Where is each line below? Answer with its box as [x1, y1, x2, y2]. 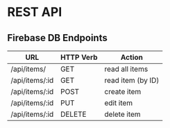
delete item [104, 109, 141, 119]
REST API [7, 4, 62, 20]
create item [104, 87, 142, 96]
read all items [104, 64, 148, 74]
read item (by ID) [104, 76, 160, 85]
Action [120, 53, 144, 62]
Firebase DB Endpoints [7, 32, 108, 44]
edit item [104, 98, 133, 108]
